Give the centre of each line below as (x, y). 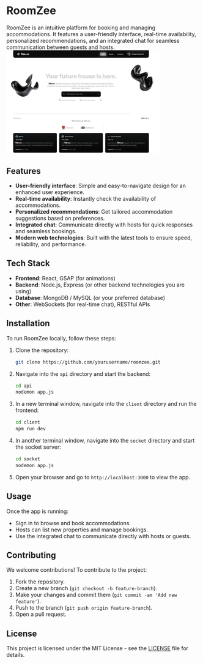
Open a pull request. (41, 614)
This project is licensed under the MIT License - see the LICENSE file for (97, 648)
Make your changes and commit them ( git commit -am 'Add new (96, 595)
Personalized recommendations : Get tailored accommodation (94, 212)
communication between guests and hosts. (61, 47)
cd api (24, 386)
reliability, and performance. (51, 244)
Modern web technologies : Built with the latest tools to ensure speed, (104, 238)
